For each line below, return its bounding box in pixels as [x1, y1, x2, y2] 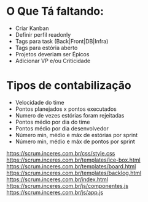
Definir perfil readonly [15, 31, 71, 38]
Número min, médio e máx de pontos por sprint [15, 138, 135, 145]
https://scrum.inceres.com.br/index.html [6, 176, 109, 183]
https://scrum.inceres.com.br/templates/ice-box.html [6, 156, 141, 163]
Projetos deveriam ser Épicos [15, 50, 90, 58]
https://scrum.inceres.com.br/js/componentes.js [6, 182, 129, 189]
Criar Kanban [15, 24, 49, 32]
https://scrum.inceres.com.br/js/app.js [6, 189, 103, 196]
